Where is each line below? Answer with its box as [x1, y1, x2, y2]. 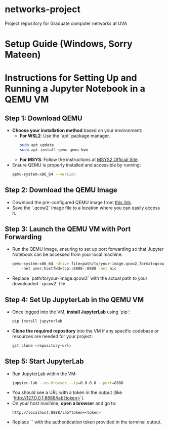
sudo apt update [19, 143, 54, 148]
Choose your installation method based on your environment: [12, 127, 143, 134]
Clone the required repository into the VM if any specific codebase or [12, 327, 159, 334]
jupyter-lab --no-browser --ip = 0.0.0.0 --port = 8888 [12, 380, 123, 385]
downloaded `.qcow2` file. [12, 281, 67, 287]
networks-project [5, 4, 80, 15]
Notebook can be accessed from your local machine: [12, 251, 123, 257]
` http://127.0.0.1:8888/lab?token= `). [12, 395, 85, 401]
